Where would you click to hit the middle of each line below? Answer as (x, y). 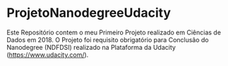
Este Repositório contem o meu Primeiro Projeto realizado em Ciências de (114, 32)
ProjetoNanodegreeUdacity (89, 13)
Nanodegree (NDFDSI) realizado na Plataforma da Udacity (91, 47)
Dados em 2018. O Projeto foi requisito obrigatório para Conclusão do (108, 39)
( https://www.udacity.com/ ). (48, 55)
